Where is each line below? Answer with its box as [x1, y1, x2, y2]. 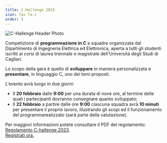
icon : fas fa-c [5, 12, 37, 17]
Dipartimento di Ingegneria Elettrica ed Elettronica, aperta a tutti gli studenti [5, 46, 162, 52]
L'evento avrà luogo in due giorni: [5, 81, 74, 87]
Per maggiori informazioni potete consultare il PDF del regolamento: [5, 121, 146, 128]
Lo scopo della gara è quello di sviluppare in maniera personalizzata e [5, 66, 151, 72]
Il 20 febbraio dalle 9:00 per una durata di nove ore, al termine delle [12, 91, 154, 97]
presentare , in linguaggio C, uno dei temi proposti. [5, 71, 110, 77]
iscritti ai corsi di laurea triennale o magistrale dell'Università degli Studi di [5, 51, 158, 57]
